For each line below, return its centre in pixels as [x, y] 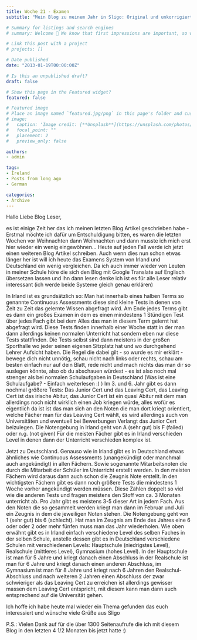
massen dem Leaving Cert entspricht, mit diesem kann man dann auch [91, 589]
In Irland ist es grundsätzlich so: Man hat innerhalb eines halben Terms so [95, 296]
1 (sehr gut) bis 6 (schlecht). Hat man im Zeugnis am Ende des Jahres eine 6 [98, 520]
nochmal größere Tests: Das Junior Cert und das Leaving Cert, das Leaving [97, 390]
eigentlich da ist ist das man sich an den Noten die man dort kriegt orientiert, [98, 409]
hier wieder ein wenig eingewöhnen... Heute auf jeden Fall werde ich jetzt [95, 247]
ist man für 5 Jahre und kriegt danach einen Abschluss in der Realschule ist [97, 558]
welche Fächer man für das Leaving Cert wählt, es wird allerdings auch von [97, 415]
